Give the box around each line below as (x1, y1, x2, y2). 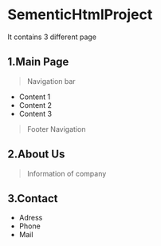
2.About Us (7, 148, 65, 161)
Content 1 (18, 92, 51, 101)
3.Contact (7, 192, 58, 205)
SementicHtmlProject (7, 6, 153, 24)
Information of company (26, 169, 107, 178)
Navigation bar (26, 76, 77, 85)
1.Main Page (7, 55, 69, 69)
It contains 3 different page (7, 32, 97, 42)
